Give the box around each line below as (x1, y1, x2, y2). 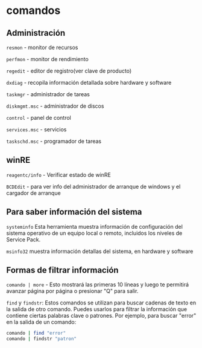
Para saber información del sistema (6, 207, 142, 217)
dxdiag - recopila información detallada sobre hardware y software (6, 79, 172, 86)
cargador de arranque (6, 189, 62, 197)
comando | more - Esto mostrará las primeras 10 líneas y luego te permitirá (6, 281, 189, 288)
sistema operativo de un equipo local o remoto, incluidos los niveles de (6, 229, 183, 237)
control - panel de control (6, 114, 71, 121)
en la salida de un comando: (6, 318, 77, 326)
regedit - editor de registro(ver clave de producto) (6, 67, 131, 74)
